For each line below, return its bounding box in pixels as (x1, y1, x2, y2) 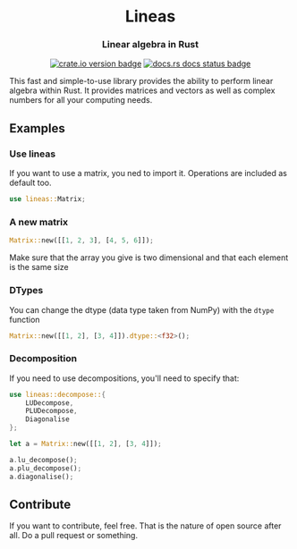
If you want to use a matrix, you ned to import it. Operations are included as (9, 168, 288, 179)
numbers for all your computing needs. (9, 95, 153, 106)
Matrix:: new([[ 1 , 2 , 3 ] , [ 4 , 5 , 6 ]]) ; (9, 236, 154, 245)
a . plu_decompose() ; (9, 463, 82, 473)
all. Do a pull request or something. (9, 530, 139, 541)
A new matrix (9, 215, 69, 228)
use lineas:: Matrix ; (9, 195, 87, 204)
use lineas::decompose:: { (9, 390, 106, 399)
